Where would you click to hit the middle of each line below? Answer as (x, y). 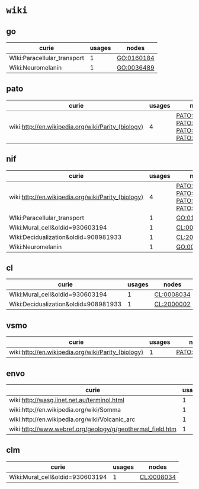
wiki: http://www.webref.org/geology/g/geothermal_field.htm (93, 429)
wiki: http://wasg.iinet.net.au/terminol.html (67, 400)
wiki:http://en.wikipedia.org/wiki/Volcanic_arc (72, 419)
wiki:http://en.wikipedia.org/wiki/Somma (65, 410)
